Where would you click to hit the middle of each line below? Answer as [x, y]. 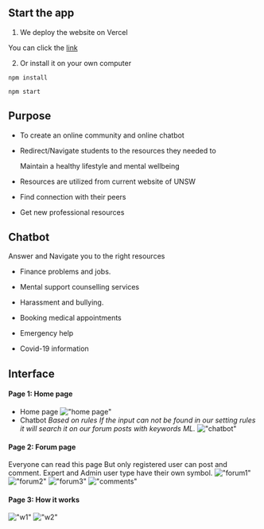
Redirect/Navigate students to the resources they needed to [118, 150]
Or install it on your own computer [76, 63]
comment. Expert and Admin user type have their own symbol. [111, 473]
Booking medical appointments [70, 318]
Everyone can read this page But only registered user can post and [118, 465]
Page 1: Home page [41, 394]
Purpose [30, 116]
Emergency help [47, 333]
